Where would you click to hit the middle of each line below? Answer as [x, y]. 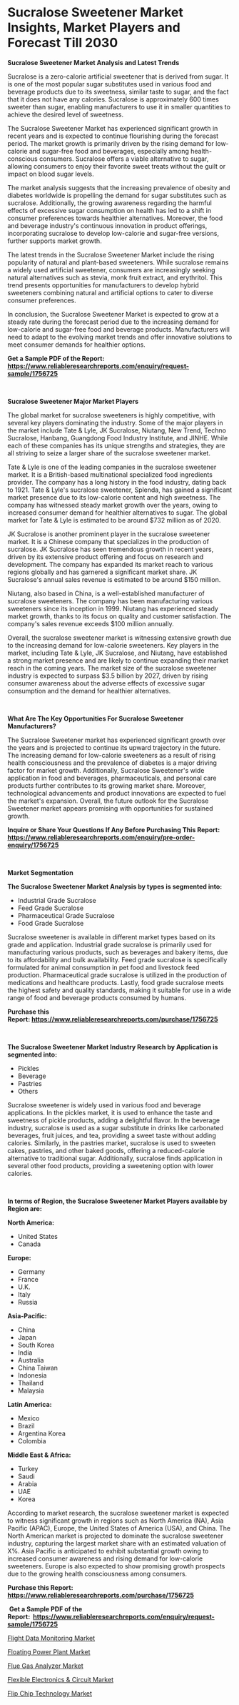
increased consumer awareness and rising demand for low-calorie [105, 1558]
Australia [31, 1360]
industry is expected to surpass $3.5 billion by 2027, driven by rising [108, 676]
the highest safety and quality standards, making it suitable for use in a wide [119, 990]
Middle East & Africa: [39, 1455]
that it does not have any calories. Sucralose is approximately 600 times [113, 99]
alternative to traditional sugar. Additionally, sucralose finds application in [115, 1158]
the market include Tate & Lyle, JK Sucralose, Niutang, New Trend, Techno [117, 430]
